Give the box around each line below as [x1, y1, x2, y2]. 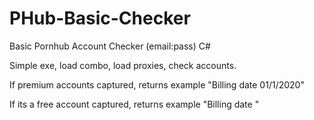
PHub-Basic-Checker [9, 7, 191, 30]
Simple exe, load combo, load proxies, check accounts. [9, 59, 237, 71]
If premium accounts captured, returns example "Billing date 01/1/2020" [9, 78, 305, 91]
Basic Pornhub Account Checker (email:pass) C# [9, 40, 211, 52]
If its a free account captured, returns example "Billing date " [9, 98, 260, 110]
